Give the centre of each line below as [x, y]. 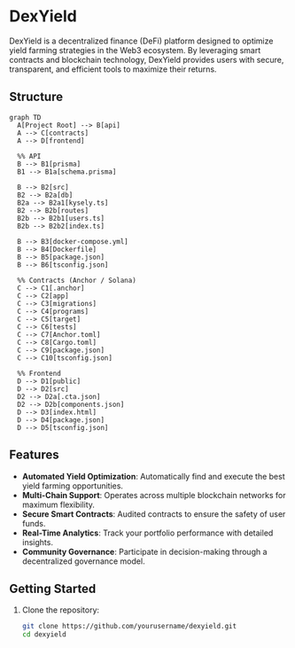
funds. [34, 523]
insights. [37, 542]
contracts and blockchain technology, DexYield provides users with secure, [147, 59]
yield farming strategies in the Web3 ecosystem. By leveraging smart [135, 50]
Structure [36, 97]
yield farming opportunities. [73, 486]
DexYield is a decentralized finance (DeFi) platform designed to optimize [141, 41]
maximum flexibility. [58, 504]
